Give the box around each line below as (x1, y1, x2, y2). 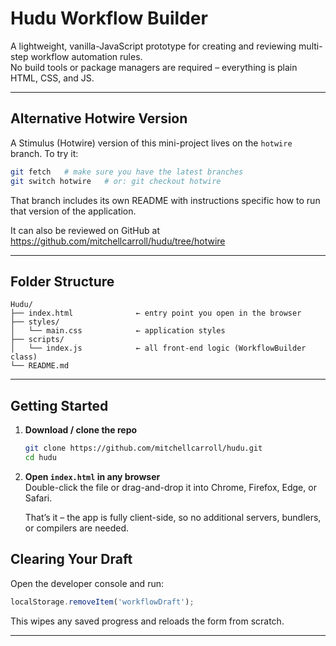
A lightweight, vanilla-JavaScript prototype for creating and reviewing (10, 40, 297, 52)
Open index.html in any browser (24, 470, 161, 482)
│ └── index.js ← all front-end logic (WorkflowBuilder (10, 343, 307, 354)
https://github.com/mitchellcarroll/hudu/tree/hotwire (10, 235, 226, 247)
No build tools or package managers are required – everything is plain (10, 61, 298, 73)
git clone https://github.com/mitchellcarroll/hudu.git (24, 443, 263, 454)
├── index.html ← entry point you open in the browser (10, 308, 302, 319)
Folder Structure (10, 273, 115, 290)
